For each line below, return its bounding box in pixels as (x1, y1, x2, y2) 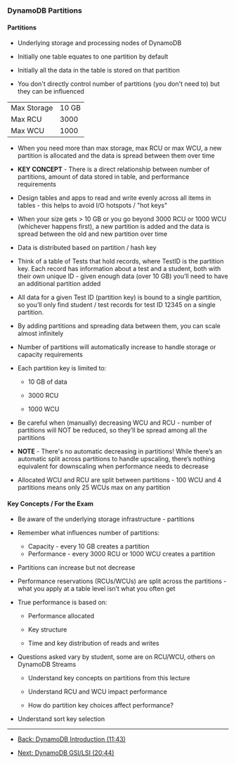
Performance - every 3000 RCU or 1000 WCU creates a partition (27, 550, 216, 558)
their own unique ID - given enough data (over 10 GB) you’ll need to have (17, 272, 228, 280)
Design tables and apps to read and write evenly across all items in (17, 194, 211, 202)
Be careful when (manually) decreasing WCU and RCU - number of (17, 418, 212, 427)
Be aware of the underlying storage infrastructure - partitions (17, 515, 195, 523)
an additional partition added (17, 280, 101, 288)
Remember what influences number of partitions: (17, 529, 160, 537)
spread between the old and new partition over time (17, 230, 168, 238)
